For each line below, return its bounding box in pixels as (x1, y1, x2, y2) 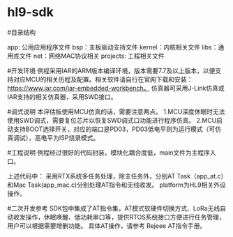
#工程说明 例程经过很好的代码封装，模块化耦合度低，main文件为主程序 (7, 148, 211, 157)
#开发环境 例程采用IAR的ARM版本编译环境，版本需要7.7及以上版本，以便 (7, 66, 216, 75)
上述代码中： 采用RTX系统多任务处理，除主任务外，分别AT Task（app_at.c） (7, 171, 227, 180)
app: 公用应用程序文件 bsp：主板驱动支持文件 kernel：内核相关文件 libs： (7, 43, 218, 51)
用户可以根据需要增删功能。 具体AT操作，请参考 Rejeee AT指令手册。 (7, 221, 206, 230)
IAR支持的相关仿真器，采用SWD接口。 (7, 92, 117, 101)
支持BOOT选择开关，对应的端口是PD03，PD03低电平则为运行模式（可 (13, 125, 216, 133)
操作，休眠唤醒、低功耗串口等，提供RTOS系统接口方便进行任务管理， (25, 213, 225, 221)
